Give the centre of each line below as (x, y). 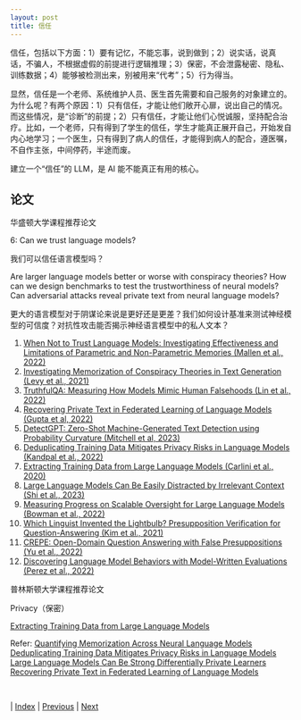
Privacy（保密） (40, 608)
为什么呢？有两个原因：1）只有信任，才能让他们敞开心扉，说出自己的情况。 (149, 105)
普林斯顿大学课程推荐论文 (57, 590)
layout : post (34, 17)
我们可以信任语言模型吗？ (57, 259)
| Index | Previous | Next (54, 707)
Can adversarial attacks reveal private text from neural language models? (145, 296)
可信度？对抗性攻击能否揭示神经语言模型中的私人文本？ (127, 325)
